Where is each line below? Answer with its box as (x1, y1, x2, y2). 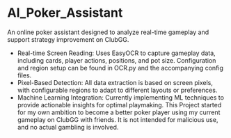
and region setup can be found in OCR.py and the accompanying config (17, 63, 224, 72)
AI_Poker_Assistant (7, 5, 123, 21)
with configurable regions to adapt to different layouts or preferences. (17, 86, 218, 94)
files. (17, 71, 32, 79)
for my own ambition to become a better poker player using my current (17, 108, 221, 116)
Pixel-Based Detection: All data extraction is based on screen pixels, (17, 78, 214, 86)
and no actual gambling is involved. (17, 123, 119, 131)
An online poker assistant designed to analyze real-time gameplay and (7, 28, 209, 36)
